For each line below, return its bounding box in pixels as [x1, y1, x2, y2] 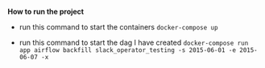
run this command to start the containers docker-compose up [19, 22, 218, 31]
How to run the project [7, 7, 85, 16]
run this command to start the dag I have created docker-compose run [19, 38, 249, 47]
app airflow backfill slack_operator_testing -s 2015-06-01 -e [19, 46, 237, 54]
